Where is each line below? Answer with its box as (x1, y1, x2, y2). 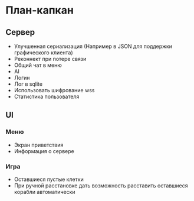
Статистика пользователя (14, 93, 80, 100)
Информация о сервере (14, 147, 75, 154)
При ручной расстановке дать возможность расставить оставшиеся (14, 181, 188, 189)
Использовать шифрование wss (14, 87, 95, 93)
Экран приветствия (14, 141, 64, 148)
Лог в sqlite (14, 80, 42, 87)
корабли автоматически (14, 188, 75, 195)
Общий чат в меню (14, 61, 63, 69)
